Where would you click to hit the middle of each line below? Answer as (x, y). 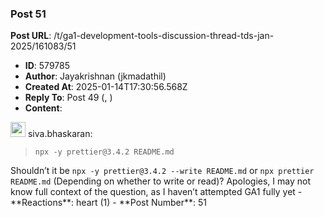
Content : (43, 108)
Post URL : (31, 36)
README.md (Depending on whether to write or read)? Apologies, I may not (160, 181)
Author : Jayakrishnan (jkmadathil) (95, 76)
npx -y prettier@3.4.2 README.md (104, 152)
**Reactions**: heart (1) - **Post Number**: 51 (109, 203)
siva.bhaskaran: (60, 134)
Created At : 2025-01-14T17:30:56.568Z (106, 87)
